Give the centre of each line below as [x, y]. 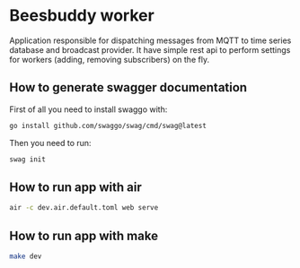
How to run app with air [75, 187]
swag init [28, 159]
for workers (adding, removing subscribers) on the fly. [109, 59]
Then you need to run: [50, 143]
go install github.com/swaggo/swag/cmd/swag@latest [108, 125]
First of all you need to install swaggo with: [88, 109]
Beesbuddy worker [82, 16]
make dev [26, 256]
